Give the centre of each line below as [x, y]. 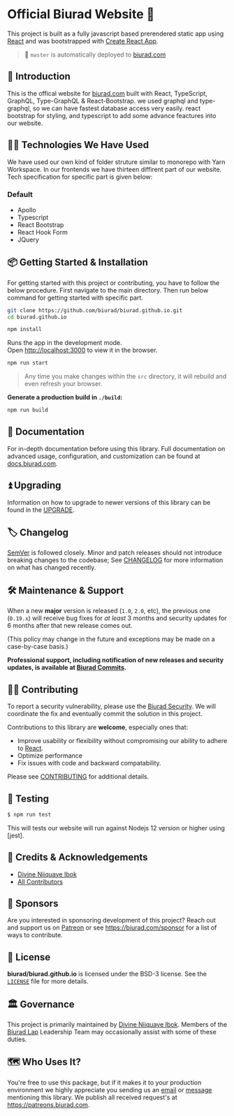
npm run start [28, 363]
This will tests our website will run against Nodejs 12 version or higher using [116, 828]
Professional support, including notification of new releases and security [116, 660]
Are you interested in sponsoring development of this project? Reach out [112, 920]
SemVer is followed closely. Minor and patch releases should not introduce [115, 553]
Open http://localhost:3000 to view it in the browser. [82, 350]
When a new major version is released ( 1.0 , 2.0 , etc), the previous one [109, 611]
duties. [17, 1039]
